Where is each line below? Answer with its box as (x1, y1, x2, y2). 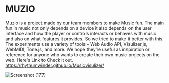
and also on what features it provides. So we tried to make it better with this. (5, 36, 164, 42)
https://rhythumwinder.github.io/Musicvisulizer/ (5, 62, 105, 68)
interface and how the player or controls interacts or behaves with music (5, 30, 157, 36)
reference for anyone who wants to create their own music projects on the (5, 51, 160, 58)
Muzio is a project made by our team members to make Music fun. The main (5, 20, 164, 26)
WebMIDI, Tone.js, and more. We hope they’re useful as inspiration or (5, 46, 150, 52)
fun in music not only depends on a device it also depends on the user (5, 25, 152, 31)
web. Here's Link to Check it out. (5, 57, 73, 63)
